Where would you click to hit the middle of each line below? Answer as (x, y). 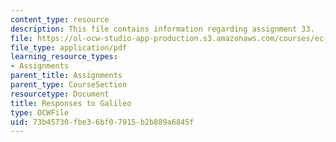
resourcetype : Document (60, 94)
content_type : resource (60, 19)
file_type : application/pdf (69, 47)
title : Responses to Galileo (71, 103)
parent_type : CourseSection (69, 85)
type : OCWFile (40, 112)
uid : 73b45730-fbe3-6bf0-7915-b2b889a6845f (102, 122)
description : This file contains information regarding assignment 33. (162, 29)
